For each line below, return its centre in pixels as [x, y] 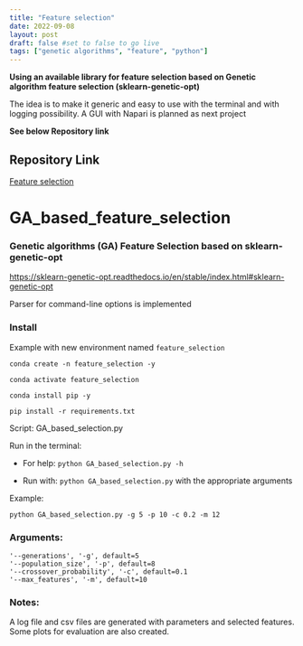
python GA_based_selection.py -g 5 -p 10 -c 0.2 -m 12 [115, 515]
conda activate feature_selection [75, 379]
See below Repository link [59, 131]
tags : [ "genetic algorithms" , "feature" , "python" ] [109, 51]
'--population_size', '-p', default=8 [82, 564]
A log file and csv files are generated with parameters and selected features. [152, 622]
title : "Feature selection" [62, 18]
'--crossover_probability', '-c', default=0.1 [99, 572]
